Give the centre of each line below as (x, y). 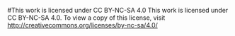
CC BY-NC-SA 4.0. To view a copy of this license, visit (86, 18)
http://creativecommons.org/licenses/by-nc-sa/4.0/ (82, 25)
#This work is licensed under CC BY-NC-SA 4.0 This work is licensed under (118, 10)
